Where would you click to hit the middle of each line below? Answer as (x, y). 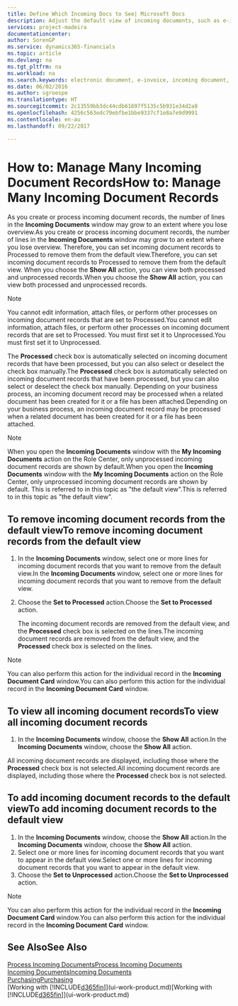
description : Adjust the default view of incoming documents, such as (114, 21)
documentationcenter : (39, 34)
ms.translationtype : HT (42, 100)
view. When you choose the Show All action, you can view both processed (117, 270)
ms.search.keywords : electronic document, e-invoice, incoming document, (119, 80)
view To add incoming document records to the (112, 809)
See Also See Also (47, 947)
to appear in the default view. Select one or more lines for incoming (115, 860)
